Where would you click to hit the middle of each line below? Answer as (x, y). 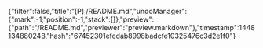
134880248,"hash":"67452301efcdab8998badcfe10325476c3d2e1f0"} (122, 36)
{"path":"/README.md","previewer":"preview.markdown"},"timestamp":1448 (131, 27)
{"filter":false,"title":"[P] (46, 11)
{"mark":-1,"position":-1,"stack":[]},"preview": (81, 19)
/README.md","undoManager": (136, 11)
